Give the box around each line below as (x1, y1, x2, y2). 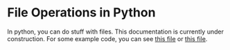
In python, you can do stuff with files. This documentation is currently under (7, 27, 224, 36)
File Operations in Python (7, 5, 156, 21)
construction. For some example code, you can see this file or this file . (7, 34, 208, 42)
